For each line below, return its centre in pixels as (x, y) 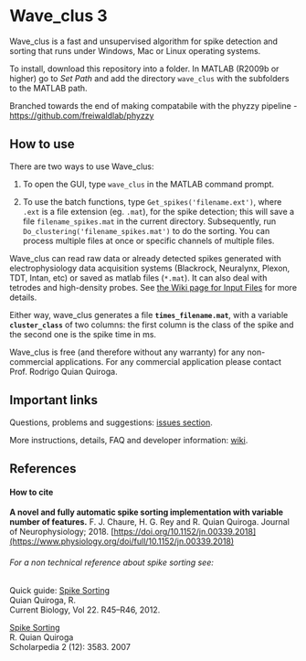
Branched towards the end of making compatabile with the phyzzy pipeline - (153, 105)
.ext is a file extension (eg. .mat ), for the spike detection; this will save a (158, 211)
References (43, 469)
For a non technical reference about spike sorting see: (112, 562)
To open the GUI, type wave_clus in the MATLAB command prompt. (148, 184)
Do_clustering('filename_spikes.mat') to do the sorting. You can (146, 230)
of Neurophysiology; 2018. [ (62, 532)
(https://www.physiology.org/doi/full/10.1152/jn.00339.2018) (122, 541)
